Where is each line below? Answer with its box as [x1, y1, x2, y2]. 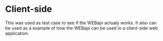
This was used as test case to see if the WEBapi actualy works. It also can [5, 20, 157, 26]
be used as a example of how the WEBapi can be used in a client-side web [5, 25, 158, 31]
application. [5, 30, 29, 36]
